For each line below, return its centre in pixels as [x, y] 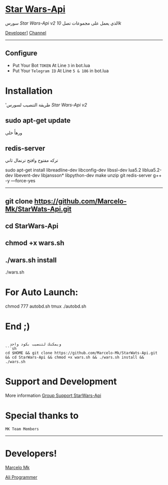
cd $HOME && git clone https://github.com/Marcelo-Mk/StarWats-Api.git [81, 353]
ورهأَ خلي [14, 133]
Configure [21, 53]
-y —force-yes [20, 181]
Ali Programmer [21, 477]
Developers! [31, 454]
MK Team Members [22, 429]
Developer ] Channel [26, 33]
